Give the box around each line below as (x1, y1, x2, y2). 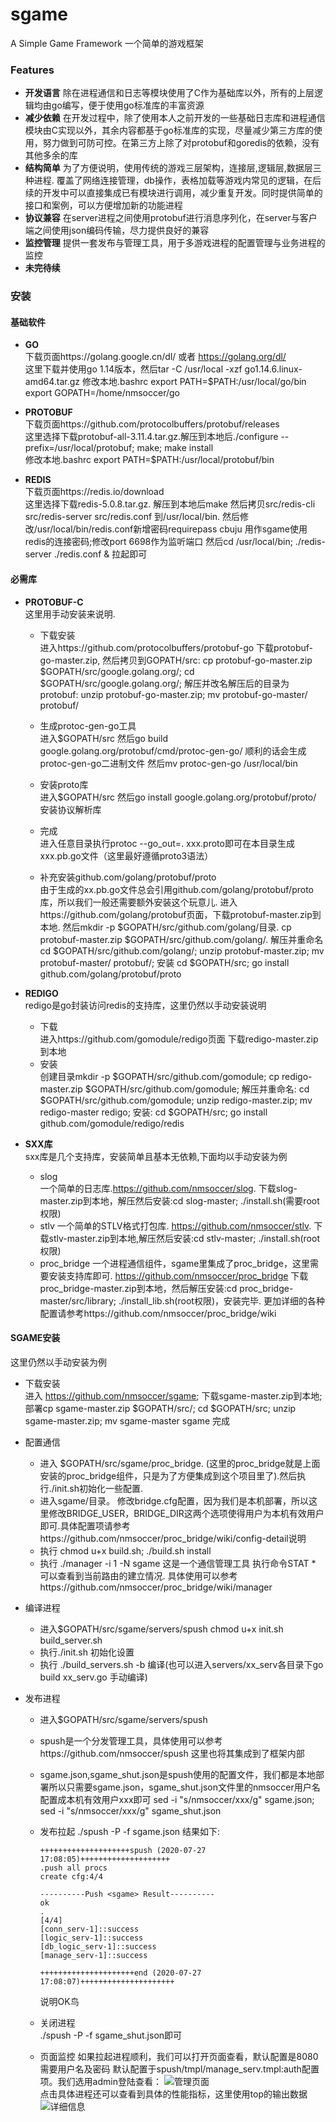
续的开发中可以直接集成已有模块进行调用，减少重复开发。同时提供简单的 (24, 187, 323, 199)
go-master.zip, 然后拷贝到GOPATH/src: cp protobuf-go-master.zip (39, 654, 313, 666)
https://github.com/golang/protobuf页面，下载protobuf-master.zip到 (39, 908, 322, 920)
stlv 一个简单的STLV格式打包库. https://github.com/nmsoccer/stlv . (39, 1219, 312, 1232)
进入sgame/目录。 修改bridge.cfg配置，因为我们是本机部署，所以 (39, 1494, 309, 1507)
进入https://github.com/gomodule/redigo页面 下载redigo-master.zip (39, 1033, 319, 1045)
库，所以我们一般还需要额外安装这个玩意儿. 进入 (39, 896, 238, 908)
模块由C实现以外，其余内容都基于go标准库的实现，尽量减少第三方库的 (24, 124, 315, 137)
